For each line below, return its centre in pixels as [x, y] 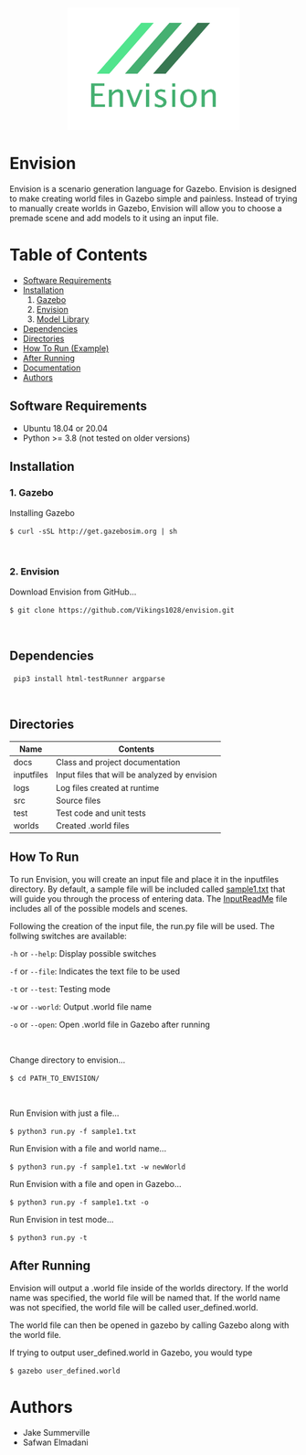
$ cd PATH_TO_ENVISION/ [55, 1078]
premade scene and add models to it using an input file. [114, 219]
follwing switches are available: [69, 936]
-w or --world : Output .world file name [81, 1006]
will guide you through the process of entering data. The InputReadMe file [148, 898]
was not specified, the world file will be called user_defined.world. [134, 1307]
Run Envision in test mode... [62, 1219]
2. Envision [35, 572]
